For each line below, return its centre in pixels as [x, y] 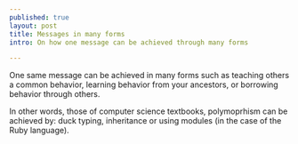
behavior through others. [55, 94]
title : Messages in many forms [67, 34]
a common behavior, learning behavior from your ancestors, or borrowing [144, 84]
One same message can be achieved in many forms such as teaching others [149, 76]
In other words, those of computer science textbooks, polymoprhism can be [149, 111]
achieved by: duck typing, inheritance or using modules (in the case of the [145, 121]
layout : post [33, 26]
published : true [39, 17]
